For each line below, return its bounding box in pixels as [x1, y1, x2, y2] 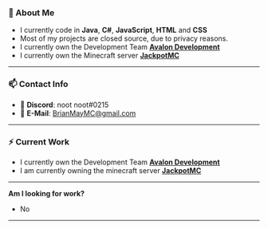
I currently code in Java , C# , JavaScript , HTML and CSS [19, 26, 207, 35]
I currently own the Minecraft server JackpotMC [19, 51, 179, 61]
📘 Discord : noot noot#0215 [19, 100, 109, 109]
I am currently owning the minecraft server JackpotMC [19, 165, 202, 175]
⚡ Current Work [8, 136, 70, 147]
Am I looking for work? [8, 188, 85, 198]
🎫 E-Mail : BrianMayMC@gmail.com [19, 108, 136, 118]
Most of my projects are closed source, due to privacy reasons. [19, 34, 229, 43]
